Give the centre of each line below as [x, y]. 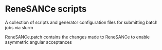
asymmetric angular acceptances [38, 42]
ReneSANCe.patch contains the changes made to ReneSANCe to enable [77, 37]
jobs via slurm [19, 27]
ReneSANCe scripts [46, 9]
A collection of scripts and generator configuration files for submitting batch [81, 22]
